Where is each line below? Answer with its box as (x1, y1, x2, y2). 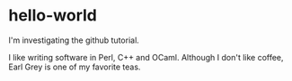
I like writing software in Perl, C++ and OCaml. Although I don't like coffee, (8, 52, 284, 62)
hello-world (8, 5, 98, 26)
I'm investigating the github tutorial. (8, 35, 140, 45)
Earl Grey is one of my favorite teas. (8, 61, 141, 72)
